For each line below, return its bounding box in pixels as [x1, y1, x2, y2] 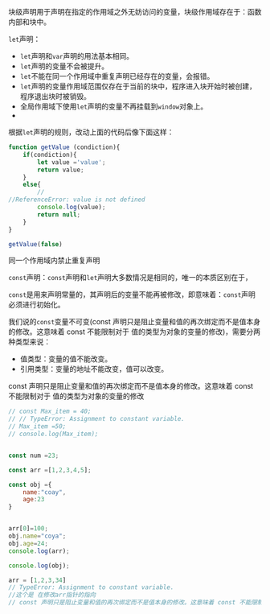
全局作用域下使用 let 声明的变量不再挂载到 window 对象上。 [19, 101, 208, 111]
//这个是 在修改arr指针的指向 [8, 591, 96, 600]
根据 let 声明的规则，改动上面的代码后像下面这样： [8, 127, 174, 137]
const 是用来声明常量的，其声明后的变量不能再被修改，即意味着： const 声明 [8, 290, 256, 299]
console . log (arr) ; [8, 546, 70, 555]
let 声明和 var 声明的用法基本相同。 [19, 52, 134, 60]
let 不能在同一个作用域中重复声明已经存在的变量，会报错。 [19, 72, 215, 80]
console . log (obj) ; [8, 562, 70, 570]
